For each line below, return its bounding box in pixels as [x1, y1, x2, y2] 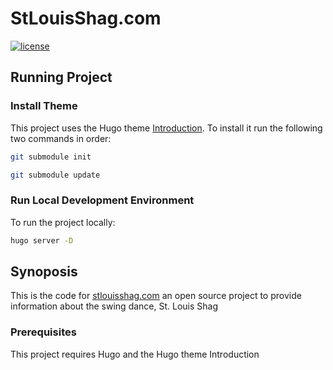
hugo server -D [10, 235, 74, 246]
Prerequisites [10, 325, 77, 339]
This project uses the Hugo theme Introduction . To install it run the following [10, 122, 323, 134]
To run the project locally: [10, 216, 116, 228]
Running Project [10, 69, 113, 86]
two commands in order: [10, 132, 112, 144]
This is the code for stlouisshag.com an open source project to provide [10, 290, 302, 302]
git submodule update [10, 170, 101, 180]
